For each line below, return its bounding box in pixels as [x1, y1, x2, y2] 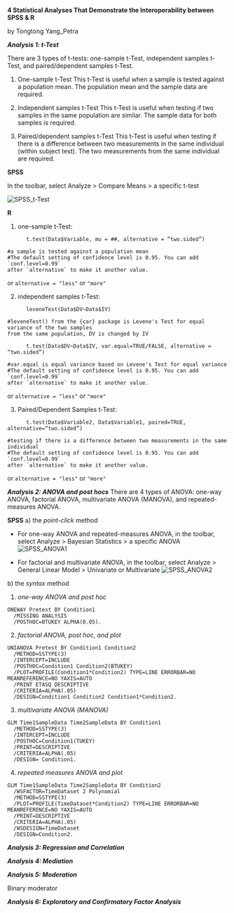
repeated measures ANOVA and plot [17, 769, 123, 776]
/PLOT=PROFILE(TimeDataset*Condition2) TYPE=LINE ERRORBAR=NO [13, 800, 199, 807]
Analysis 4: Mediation [7, 857, 74, 865]
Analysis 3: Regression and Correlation [7, 844, 125, 851]
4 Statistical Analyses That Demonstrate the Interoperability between [7, 6, 214, 14]
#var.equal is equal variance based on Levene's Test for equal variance [7, 361, 228, 368]
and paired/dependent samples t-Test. [23, 62, 134, 69]
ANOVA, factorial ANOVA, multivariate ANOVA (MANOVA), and [7, 495, 187, 503]
